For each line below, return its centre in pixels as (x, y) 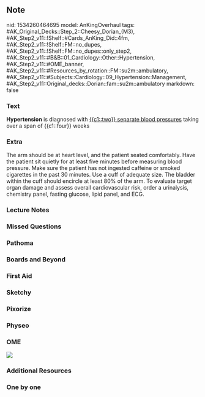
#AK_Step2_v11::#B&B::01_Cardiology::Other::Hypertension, (81, 57)
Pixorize (19, 309)
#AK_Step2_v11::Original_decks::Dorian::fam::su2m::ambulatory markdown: (100, 83)
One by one (24, 387)
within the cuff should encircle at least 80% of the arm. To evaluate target (99, 181)
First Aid (19, 276)
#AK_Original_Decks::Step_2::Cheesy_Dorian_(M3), (71, 31)
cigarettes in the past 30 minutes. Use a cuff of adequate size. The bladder (101, 175)
